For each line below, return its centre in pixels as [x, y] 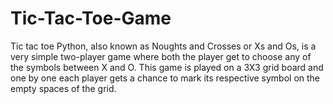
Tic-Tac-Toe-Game [91, 18]
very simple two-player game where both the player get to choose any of [161, 56]
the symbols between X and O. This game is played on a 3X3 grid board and [167, 67]
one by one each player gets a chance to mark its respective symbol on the [165, 78]
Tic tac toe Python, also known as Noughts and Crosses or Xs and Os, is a [163, 46]
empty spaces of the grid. [63, 88]
